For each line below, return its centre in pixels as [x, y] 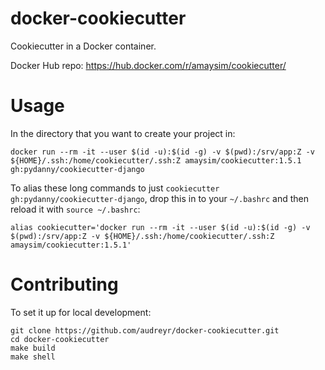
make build [33, 348]
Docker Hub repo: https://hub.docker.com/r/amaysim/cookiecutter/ [148, 65]
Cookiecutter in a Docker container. [83, 46]
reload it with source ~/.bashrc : [75, 209]
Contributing [64, 284]
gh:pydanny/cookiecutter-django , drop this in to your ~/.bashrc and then [159, 198]
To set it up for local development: [81, 312]
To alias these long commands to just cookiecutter [115, 188]
